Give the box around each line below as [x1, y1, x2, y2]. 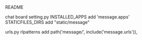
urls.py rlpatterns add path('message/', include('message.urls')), [5, 29, 138, 34]
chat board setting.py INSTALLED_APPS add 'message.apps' [5, 14, 130, 19]
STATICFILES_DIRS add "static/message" [5, 19, 90, 25]
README [5, 4, 24, 10]
